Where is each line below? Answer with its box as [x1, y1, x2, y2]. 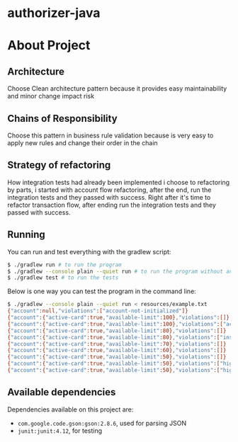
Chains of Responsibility [7, 112, 118, 125]
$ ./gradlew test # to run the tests [7, 274, 119, 281]
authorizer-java [7, 5, 101, 21]
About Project [7, 38, 91, 54]
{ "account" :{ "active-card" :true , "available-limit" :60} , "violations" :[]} [7, 347, 227, 354]
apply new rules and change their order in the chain [7, 139, 158, 147]
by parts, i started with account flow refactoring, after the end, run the [7, 186, 212, 194]
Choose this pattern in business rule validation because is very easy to [7, 131, 214, 140]
